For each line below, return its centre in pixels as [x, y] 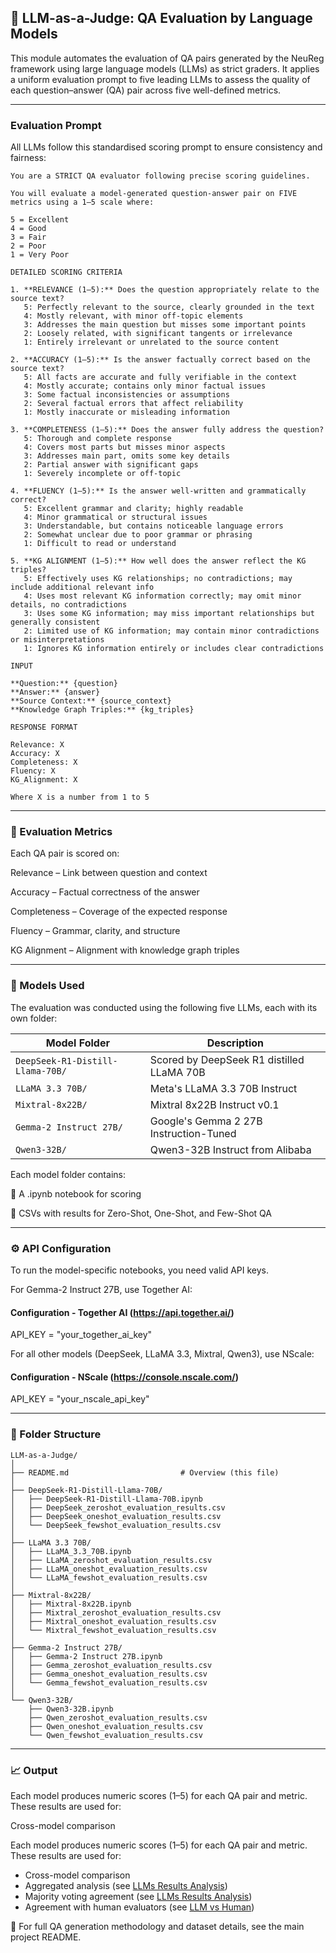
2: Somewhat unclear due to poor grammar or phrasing [138, 535]
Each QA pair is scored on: [65, 853]
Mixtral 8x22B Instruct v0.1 [214, 1104]
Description [235, 1043]
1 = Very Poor [40, 255]
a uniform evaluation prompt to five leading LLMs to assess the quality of [160, 79]
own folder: [34, 1018]
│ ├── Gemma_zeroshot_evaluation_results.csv [111, 1665]
